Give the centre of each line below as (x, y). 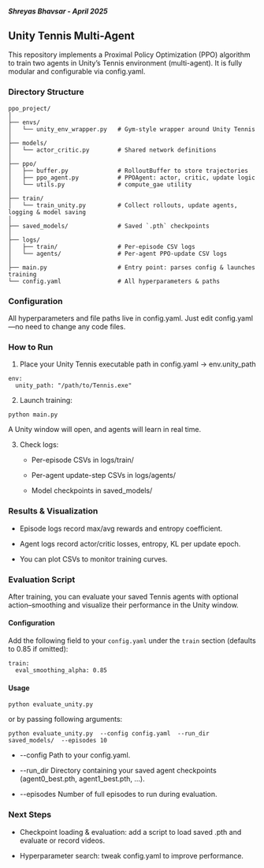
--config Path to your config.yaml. (75, 755)
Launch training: (46, 400)
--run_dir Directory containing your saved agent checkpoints (118, 771)
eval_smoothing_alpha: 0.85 (61, 671)
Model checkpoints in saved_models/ (92, 490)
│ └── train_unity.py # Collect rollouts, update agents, (123, 205)
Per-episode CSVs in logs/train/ (82, 460)
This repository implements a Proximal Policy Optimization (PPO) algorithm (129, 54)
